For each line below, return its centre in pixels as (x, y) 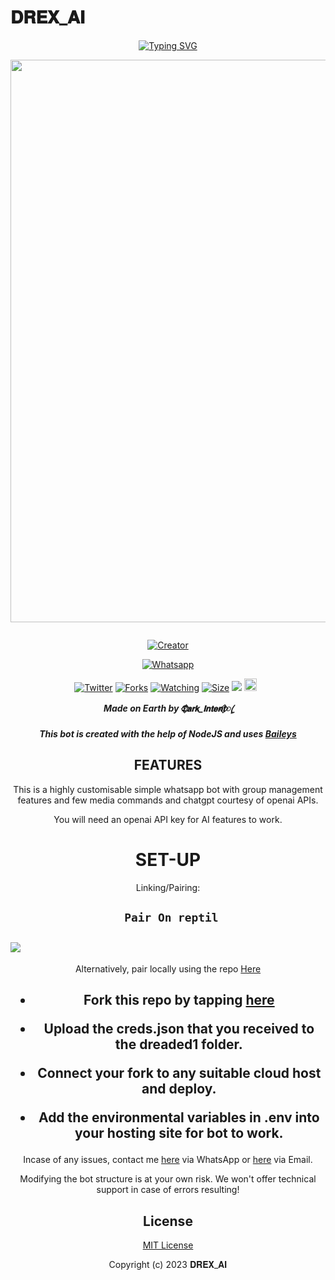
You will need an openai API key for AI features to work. (168, 819)
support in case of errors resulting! (168, 1190)
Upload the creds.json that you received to (179, 1029)
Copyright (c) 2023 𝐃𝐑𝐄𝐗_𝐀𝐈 (168, 1265)
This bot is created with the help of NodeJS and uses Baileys (168, 733)
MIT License (168, 1245)
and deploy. (179, 1089)
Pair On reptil (171, 918)
